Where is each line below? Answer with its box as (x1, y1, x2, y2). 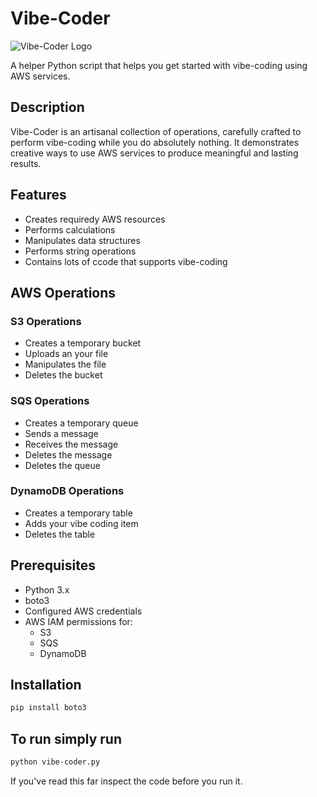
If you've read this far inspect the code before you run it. (10, 775, 243, 787)
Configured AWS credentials (24, 605, 143, 617)
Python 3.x (24, 583, 70, 596)
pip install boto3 (10, 703, 87, 713)
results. (10, 157, 42, 169)
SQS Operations (10, 394, 90, 408)
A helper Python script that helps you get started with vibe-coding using (10, 59, 308, 71)
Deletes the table (24, 528, 96, 540)
